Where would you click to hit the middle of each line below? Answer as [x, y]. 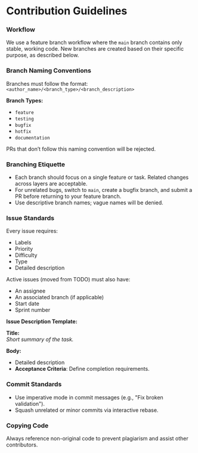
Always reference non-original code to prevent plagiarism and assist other [98, 438]
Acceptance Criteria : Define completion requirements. [82, 369]
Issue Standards [30, 218]
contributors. [22, 445]
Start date [27, 304]
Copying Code [27, 426]
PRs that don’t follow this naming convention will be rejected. [81, 149]
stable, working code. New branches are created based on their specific [95, 49]
